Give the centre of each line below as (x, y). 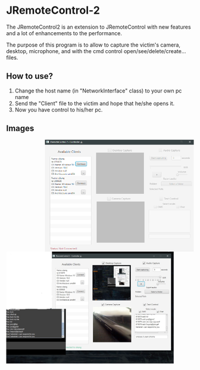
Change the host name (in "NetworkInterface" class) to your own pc (98, 91)
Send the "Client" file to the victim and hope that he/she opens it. (95, 103)
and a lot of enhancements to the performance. (64, 33)
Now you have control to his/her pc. (59, 110)
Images (20, 129)
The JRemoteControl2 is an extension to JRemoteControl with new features (99, 27)
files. (12, 57)
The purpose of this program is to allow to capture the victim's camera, (93, 45)
